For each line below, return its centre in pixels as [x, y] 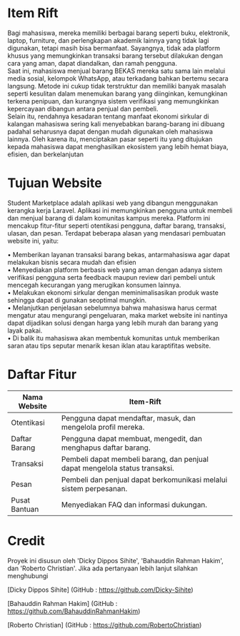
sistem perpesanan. [94, 488]
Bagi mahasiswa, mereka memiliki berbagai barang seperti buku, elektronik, [119, 33]
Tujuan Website [55, 183]
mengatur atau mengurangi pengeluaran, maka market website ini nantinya [117, 315]
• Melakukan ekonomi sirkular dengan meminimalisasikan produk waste [113, 292]
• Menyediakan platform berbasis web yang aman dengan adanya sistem [115, 270]
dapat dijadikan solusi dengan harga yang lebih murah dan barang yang [113, 323]
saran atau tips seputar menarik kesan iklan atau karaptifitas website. [109, 345]
